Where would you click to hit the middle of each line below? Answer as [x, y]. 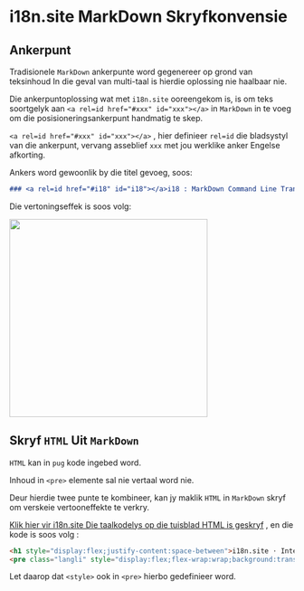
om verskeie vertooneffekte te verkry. [79, 507]
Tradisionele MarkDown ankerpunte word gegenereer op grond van [131, 71]
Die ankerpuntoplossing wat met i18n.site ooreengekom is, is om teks [142, 99]
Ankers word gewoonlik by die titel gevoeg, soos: [101, 172]
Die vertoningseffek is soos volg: [71, 206]
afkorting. [28, 155]
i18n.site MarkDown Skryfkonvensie [148, 17]
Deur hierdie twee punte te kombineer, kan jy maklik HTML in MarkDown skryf [148, 497]
